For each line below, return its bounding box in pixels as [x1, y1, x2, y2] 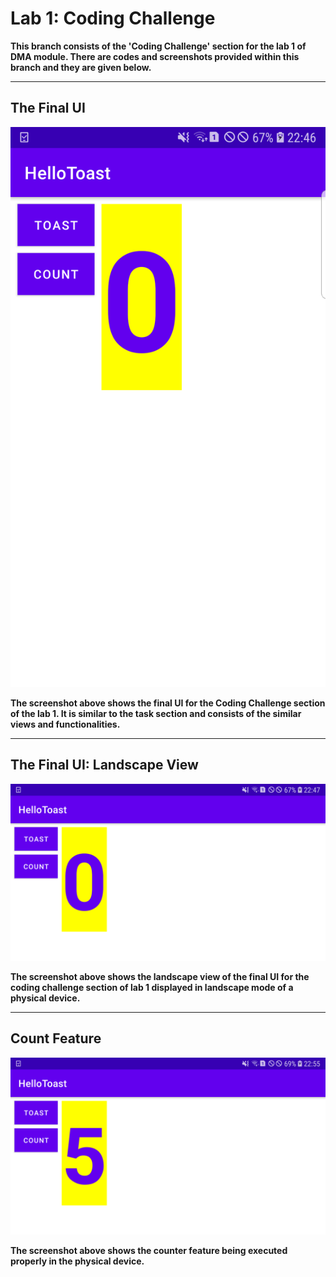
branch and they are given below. [10, 61, 152, 73]
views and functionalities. [10, 718, 121, 730]
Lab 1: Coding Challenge [10, 7, 216, 30]
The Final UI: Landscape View [10, 757, 199, 774]
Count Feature [10, 1030, 102, 1047]
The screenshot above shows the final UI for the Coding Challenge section [10, 697, 326, 709]
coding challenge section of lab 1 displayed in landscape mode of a [10, 982, 294, 994]
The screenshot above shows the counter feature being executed [10, 1245, 288, 1257]
